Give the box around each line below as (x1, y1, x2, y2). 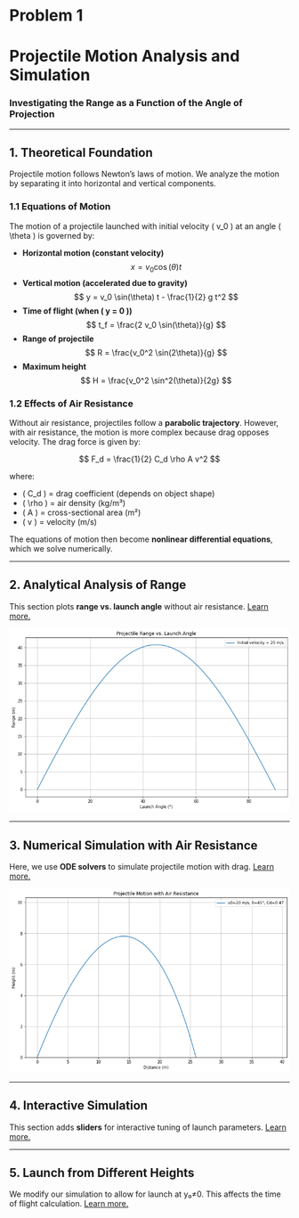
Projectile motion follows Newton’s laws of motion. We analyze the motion (9, 168, 280, 179)
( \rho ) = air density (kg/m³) (21, 497, 126, 508)
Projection (9, 108, 55, 120)
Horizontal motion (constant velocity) (21, 247, 165, 258)
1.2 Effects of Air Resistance (9, 397, 133, 410)
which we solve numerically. (9, 543, 113, 553)
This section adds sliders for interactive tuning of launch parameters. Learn (9, 1122, 287, 1132)
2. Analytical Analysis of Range (9, 577, 187, 593)
